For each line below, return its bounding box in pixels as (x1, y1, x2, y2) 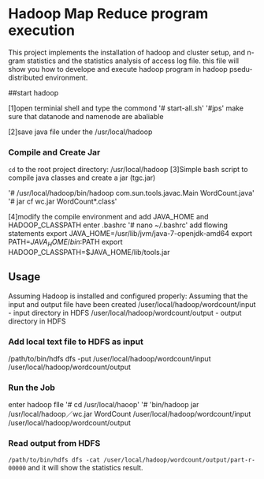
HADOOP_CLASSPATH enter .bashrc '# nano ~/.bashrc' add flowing (8, 220, 229, 230)
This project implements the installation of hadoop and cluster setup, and (8, 47, 246, 57)
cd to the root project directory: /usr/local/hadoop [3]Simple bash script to (8, 165, 248, 174)
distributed (8, 73, 43, 82)
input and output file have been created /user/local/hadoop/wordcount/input (8, 299, 256, 309)
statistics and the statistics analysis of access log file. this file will (26, 56, 239, 65)
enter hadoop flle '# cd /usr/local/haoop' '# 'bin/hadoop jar (8, 400, 199, 410)
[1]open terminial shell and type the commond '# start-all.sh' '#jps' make (8, 103, 244, 113)
